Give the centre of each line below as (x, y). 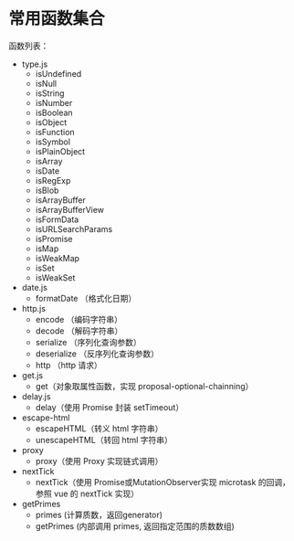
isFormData (57, 219)
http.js (34, 308)
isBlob (47, 190)
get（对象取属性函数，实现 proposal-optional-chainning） (144, 386)
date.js (34, 287)
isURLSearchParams (74, 228)
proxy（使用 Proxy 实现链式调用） (99, 461)
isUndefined (58, 73)
